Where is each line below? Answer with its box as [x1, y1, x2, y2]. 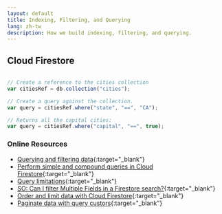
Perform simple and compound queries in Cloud [16, 162, 153, 171]
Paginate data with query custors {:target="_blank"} [16, 199, 163, 207]
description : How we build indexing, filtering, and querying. [7, 29, 192, 36]
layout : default [7, 10, 54, 17]
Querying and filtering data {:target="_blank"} [16, 155, 146, 163]
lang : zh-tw [7, 23, 41, 30]
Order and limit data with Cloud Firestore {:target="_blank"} [16, 191, 184, 200]
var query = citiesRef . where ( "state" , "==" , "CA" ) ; [7, 104, 158, 111]
